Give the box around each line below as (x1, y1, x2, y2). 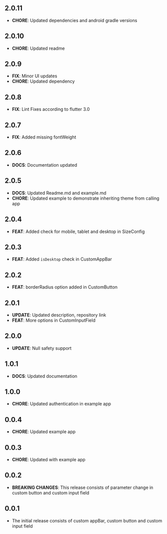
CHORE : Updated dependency (11, 78, 75, 84)
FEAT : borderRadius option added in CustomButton (11, 284, 118, 290)
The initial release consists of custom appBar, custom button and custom (11, 517, 162, 523)
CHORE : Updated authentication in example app (11, 401, 111, 407)
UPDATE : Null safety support (11, 345, 72, 351)
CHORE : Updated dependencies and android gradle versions (11, 17, 137, 23)
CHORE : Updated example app (11, 429, 76, 435)
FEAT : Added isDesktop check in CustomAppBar (11, 256, 112, 262)
